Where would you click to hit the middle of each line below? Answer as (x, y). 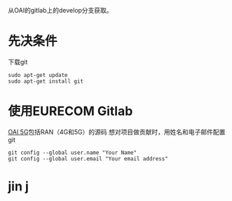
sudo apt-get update (38, 75)
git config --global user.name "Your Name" (73, 153)
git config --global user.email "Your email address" (88, 159)
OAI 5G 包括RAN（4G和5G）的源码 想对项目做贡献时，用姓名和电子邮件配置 (117, 132)
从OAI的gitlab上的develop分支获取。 (60, 10)
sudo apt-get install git (46, 81)
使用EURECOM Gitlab (70, 111)
